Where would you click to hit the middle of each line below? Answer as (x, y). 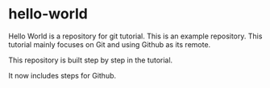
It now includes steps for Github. (62, 75)
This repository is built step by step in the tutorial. (91, 60)
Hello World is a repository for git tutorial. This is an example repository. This (135, 36)
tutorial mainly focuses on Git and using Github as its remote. (110, 44)
